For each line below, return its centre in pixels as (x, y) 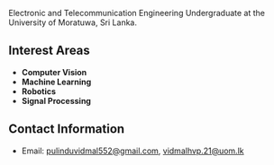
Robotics (38, 91)
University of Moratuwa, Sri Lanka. (73, 22)
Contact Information (67, 129)
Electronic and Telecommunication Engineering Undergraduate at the (137, 13)
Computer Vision (54, 72)
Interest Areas (50, 51)
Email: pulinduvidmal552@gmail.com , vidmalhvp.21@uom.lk (132, 151)
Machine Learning (56, 82)
